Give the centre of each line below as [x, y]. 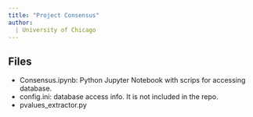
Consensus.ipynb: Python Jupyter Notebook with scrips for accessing [132, 80]
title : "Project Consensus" [54, 15]
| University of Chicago [56, 30]
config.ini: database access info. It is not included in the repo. [119, 97]
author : [21, 23]
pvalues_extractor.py [53, 105]
